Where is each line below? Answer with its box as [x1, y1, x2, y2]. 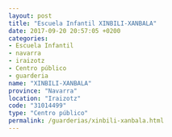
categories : [8, 34, 48, 43]
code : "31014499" [8, 102, 67, 110]
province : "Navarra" [8, 86, 78, 95]
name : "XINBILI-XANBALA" [8, 79, 92, 87]
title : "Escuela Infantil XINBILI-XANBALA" [8, 19, 157, 27]
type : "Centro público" [8, 110, 89, 118]
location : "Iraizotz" [8, 94, 82, 102]
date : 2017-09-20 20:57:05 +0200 [8, 27, 121, 35]
